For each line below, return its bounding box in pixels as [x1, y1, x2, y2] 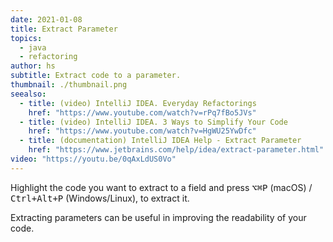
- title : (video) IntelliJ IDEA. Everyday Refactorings [19, 98, 257, 108]
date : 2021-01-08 [10, 14, 83, 25]
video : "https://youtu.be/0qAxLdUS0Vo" [10, 154, 177, 164]
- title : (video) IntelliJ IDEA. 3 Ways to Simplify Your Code [19, 117, 288, 127]
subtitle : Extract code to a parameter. [10, 71, 182, 81]
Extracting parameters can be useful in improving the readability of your [10, 211, 307, 223]
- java [19, 42, 47, 53]
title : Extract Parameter [10, 24, 118, 34]
